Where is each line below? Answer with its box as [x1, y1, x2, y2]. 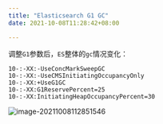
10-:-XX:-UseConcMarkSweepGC [8, 64, 105, 72]
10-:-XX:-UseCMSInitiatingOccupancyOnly [8, 72, 145, 79]
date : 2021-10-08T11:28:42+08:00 [8, 19, 120, 27]
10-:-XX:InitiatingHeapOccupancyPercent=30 [8, 92, 156, 100]
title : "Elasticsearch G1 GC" [8, 11, 109, 20]
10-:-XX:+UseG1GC [8, 79, 66, 87]
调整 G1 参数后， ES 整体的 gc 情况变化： [8, 48, 128, 58]
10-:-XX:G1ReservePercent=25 [8, 85, 105, 94]
